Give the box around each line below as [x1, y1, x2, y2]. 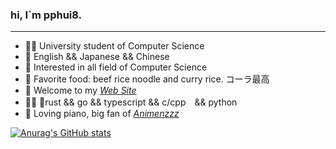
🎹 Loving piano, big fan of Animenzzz [24, 108, 180, 120]
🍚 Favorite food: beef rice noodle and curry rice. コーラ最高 [24, 73, 270, 85]
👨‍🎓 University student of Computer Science [24, 40, 205, 52]
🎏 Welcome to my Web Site [24, 84, 137, 97]
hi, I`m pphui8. [10, 8, 83, 22]
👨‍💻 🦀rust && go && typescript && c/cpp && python [24, 96, 238, 108]
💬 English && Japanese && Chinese [24, 51, 170, 63]
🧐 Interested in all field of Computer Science [24, 61, 208, 73]
